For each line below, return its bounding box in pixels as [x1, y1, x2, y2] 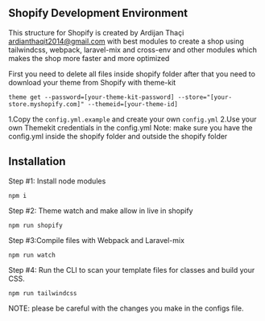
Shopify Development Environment [8, 6, 188, 20]
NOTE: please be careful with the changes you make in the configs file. [8, 303, 244, 313]
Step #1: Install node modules [8, 176, 106, 186]
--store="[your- [177, 93, 232, 101]
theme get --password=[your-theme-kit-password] [8, 93, 175, 101]
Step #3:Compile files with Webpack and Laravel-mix [8, 235, 185, 245]
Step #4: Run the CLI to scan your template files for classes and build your [8, 265, 255, 274]
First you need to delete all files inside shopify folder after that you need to [8, 68, 256, 79]
